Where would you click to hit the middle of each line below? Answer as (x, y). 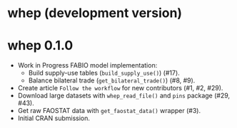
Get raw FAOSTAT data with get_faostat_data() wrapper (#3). (109, 111)
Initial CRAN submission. (54, 118)
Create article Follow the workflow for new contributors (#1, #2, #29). (120, 88)
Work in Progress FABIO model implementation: (87, 65)
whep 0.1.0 (40, 46)
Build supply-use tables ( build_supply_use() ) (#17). (104, 73)
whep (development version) (95, 13)
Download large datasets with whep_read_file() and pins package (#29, (124, 96)
